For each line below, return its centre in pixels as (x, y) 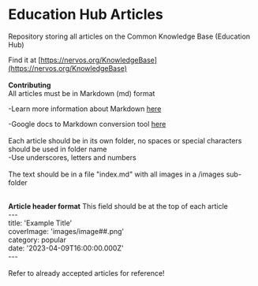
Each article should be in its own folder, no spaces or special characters (125, 140)
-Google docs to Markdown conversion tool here (87, 124)
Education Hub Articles (86, 15)
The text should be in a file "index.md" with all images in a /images (116, 174)
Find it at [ (24, 60)
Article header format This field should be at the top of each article (118, 206)
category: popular (37, 240)
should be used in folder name (58, 149)
